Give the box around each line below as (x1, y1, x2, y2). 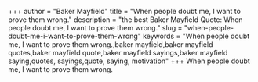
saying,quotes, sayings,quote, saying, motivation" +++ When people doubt (8, 56, 251, 66)
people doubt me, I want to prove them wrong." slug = (8, 23, 183, 32)
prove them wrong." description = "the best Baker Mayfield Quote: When (8, 15, 243, 24)
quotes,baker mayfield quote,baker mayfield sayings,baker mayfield (8, 48, 228, 57)
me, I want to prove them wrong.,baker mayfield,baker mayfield (8, 40, 213, 49)
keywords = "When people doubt (142, 31, 250, 41)
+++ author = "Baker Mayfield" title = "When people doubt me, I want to (8, 7, 242, 16)
